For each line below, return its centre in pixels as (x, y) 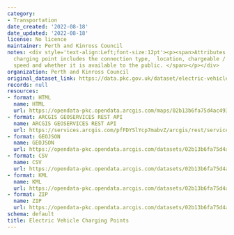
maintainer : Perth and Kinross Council (65, 46)
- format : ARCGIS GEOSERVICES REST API (65, 117)
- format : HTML (29, 98)
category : (22, 14)
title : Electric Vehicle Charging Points (68, 220)
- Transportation (32, 20)
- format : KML (28, 175)
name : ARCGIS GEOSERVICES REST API (65, 123)
